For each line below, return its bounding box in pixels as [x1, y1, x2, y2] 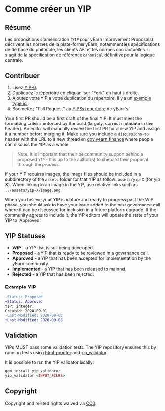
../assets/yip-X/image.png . [5, 187, 62, 193]
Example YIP [5, 283, 36, 290]
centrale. [5, 57, 23, 63]
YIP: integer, [5, 304, 35, 309]
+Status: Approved [5, 299, 43, 304]
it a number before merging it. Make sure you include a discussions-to [5, 131, 149, 137]
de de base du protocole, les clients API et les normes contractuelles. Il [5, 47, 150, 52]
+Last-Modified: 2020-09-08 [5, 318, 63, 323]
